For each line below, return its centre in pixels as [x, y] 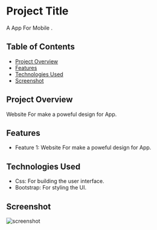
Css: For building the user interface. [59, 181]
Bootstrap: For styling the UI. [51, 188]
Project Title [37, 11]
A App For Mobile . [30, 28]
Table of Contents [41, 47]
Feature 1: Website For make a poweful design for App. [83, 148]
